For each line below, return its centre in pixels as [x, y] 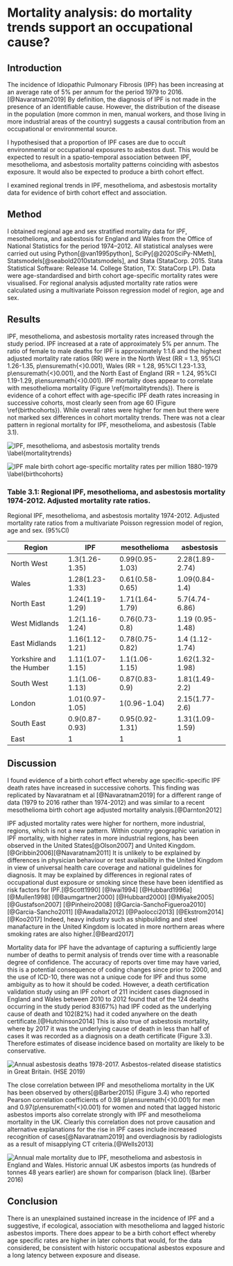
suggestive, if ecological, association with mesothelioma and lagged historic [116, 1225]
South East [28, 723]
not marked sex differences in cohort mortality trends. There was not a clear [116, 417]
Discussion [32, 764]
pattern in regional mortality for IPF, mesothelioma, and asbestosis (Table [112, 424]
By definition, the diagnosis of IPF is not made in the [142, 99]
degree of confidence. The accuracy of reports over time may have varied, [114, 962]
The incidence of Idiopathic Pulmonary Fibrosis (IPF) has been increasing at [115, 84]
